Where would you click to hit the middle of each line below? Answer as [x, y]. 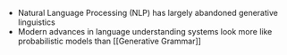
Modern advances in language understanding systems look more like [145, 31]
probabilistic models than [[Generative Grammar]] [109, 41]
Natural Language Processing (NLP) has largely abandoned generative [148, 13]
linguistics [36, 22]
